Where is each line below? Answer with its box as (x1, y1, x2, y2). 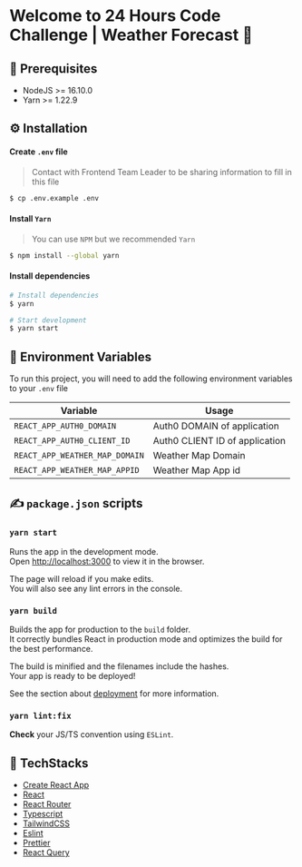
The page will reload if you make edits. (9, 573, 154, 584)
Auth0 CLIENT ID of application (152, 435, 287, 448)
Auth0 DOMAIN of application (152, 419, 279, 432)
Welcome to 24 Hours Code (9, 5, 221, 26)
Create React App (22, 780, 90, 791)
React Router (22, 799, 72, 810)
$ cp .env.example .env (9, 193, 100, 202)
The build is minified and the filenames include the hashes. (9, 661, 229, 672)
